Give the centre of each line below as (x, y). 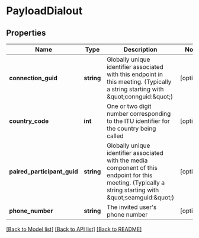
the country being (131, 128)
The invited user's (131, 207)
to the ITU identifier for (138, 121)
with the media (127, 160)
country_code (29, 121)
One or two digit (129, 106)
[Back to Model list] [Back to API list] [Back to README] (74, 229)
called (115, 136)
